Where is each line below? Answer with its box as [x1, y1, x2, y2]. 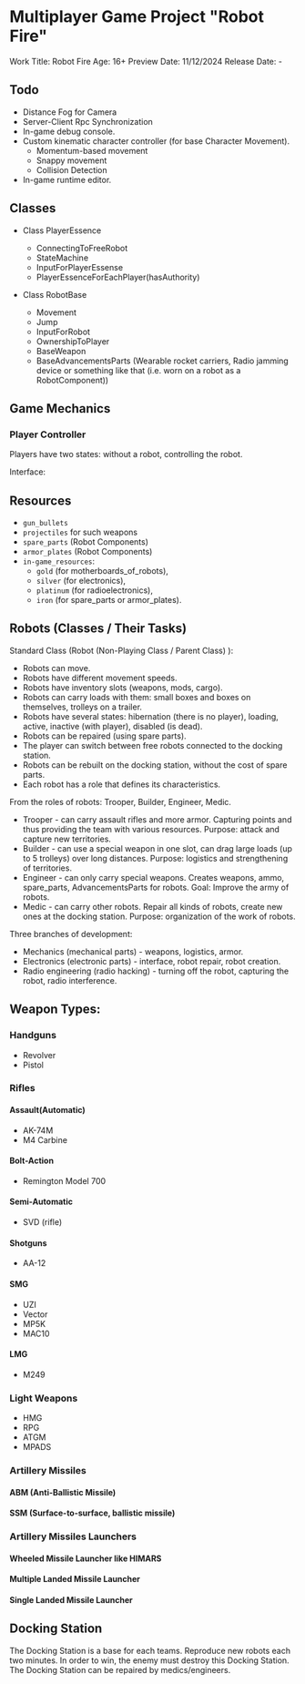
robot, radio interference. [22, 975, 117, 985]
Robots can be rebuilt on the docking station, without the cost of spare [22, 759, 288, 771]
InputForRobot [36, 326, 91, 337]
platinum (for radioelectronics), [36, 585, 153, 596]
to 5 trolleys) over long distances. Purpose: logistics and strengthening [22, 852, 289, 863]
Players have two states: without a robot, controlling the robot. [9, 449, 243, 460]
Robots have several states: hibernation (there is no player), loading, [22, 710, 280, 721]
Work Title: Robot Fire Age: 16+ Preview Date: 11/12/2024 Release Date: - [9, 56, 282, 66]
